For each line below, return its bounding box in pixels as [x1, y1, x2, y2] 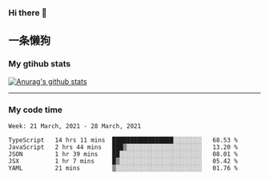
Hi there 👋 [8, 7, 48, 18]
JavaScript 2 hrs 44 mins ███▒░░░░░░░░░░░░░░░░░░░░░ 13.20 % [8, 143, 239, 151]
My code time [8, 104, 62, 115]
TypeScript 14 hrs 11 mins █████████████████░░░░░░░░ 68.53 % [8, 136, 239, 144]
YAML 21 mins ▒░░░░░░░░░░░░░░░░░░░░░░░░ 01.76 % [8, 164, 239, 172]
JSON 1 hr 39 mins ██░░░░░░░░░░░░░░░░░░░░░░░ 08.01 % [8, 150, 239, 158]
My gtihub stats [8, 58, 71, 70]
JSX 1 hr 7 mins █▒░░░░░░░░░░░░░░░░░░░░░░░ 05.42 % [8, 157, 239, 165]
